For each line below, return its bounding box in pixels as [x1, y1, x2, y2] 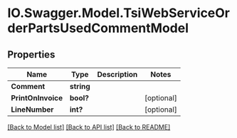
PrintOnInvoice [11, 93, 63, 102]
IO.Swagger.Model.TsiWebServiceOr [7, 5, 230, 21]
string [69, 82, 90, 91]
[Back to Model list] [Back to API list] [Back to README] [7, 123, 171, 131]
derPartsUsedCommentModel [7, 20, 189, 36]
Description [97, 70, 138, 79]
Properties [7, 48, 56, 60]
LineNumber [11, 105, 54, 115]
